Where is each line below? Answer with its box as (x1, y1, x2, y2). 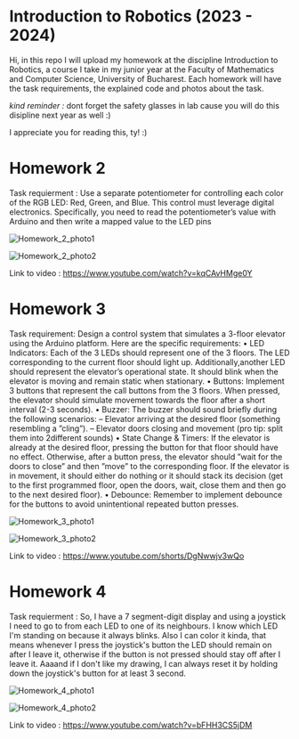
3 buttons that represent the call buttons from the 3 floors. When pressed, (9, 385, 280, 395)
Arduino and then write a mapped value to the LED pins (9, 215, 212, 226)
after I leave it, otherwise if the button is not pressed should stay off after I (9, 648, 281, 660)
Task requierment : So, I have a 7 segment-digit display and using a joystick (9, 611, 287, 621)
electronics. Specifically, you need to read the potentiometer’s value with (9, 207, 277, 217)
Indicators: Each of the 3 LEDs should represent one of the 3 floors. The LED (9, 347, 290, 358)
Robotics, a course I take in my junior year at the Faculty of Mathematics (9, 64, 274, 75)
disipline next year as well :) (9, 110, 111, 120)
